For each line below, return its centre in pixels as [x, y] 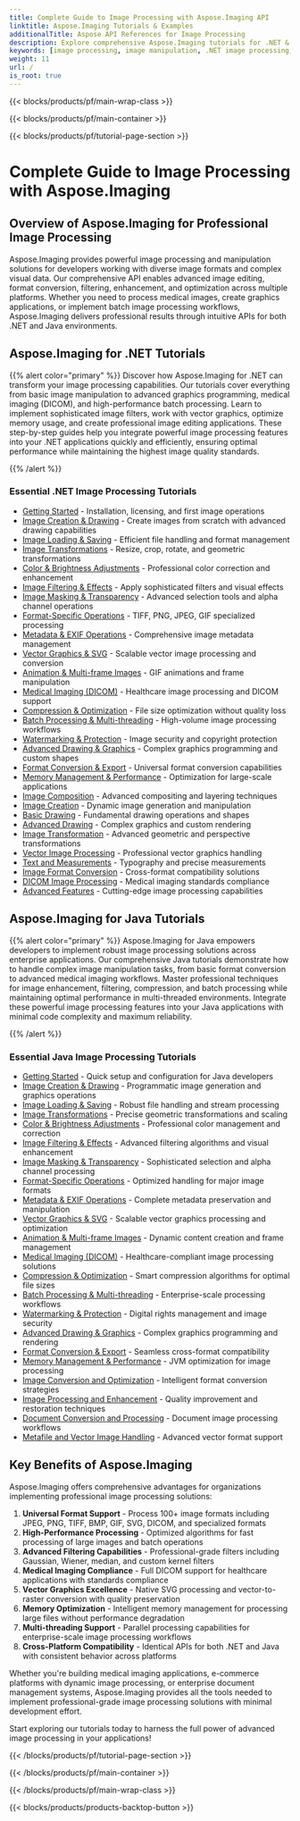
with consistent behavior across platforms [99, 1656]
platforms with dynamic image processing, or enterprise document [132, 1683]
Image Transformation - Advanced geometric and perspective [136, 834]
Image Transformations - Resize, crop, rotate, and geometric [133, 549]
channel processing [58, 1171]
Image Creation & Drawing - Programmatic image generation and [142, 1086]
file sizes [38, 1285]
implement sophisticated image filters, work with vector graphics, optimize [146, 413]
